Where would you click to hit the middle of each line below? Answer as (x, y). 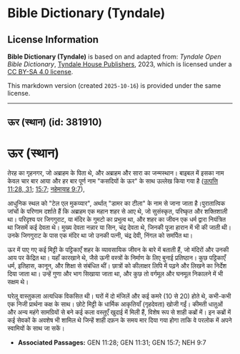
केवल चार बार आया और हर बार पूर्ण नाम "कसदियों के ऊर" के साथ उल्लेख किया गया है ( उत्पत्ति (113, 181)
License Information (53, 40)
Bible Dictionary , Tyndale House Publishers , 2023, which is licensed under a (120, 64)
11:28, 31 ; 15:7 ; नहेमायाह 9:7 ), (46, 189)
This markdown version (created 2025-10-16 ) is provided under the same (114, 86)
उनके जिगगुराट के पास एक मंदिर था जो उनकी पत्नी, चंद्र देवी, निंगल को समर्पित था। (100, 236)
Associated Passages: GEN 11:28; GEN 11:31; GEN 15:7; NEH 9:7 (112, 343)
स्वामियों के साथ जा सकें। (36, 328)
